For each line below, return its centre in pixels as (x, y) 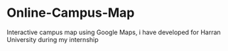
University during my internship (53, 39)
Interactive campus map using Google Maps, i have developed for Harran (114, 32)
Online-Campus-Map (71, 13)
